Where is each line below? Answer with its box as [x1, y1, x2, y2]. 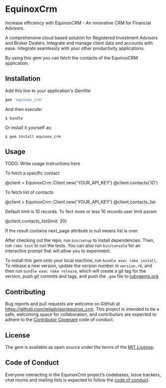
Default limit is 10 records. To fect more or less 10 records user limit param [5, 209, 157, 215]
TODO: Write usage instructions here [5, 161, 80, 166]
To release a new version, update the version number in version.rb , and [5, 263, 153, 269]
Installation [5, 74, 41, 83]
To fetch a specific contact [5, 170, 60, 176]
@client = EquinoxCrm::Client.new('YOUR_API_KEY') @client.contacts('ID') [5, 180, 158, 186]
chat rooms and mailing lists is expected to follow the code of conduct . [5, 377, 150, 383]
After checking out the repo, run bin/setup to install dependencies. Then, [5, 237, 155, 243]
